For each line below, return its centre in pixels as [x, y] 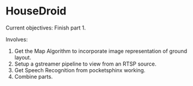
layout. [23, 57]
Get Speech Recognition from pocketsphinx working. [80, 70]
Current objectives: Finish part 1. [46, 28]
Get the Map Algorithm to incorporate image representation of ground [101, 51]
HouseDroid [36, 11]
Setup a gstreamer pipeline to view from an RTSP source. [85, 64]
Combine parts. [33, 76]
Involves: [17, 39]
